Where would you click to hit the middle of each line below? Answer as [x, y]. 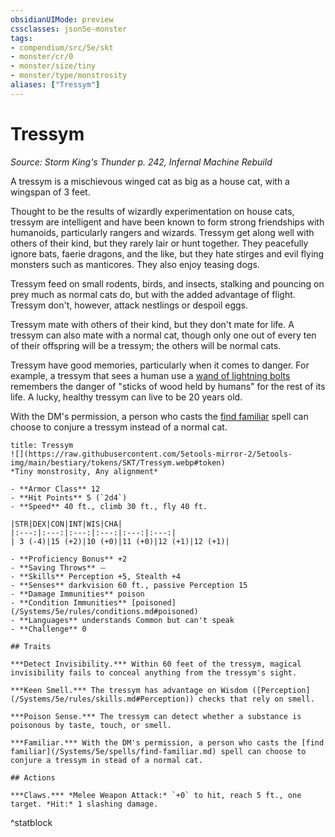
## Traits [31, 646]
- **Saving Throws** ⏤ [58, 567]
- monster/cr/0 [42, 57]
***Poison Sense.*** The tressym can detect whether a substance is [156, 716]
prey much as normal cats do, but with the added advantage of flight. [153, 294]
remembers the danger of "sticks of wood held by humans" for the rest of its [168, 386]
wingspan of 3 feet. [50, 192]
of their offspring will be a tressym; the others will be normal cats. [146, 345]
